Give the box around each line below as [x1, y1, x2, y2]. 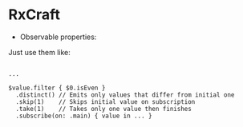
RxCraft [8, 6, 60, 24]
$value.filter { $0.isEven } [8, 84, 106, 92]
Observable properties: [19, 32, 97, 42]
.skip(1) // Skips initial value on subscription [15, 97, 196, 105]
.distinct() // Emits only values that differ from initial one [15, 90, 235, 99]
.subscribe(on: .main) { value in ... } [15, 112, 152, 120]
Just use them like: [8, 47, 71, 57]
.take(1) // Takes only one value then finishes [15, 105, 192, 113]
